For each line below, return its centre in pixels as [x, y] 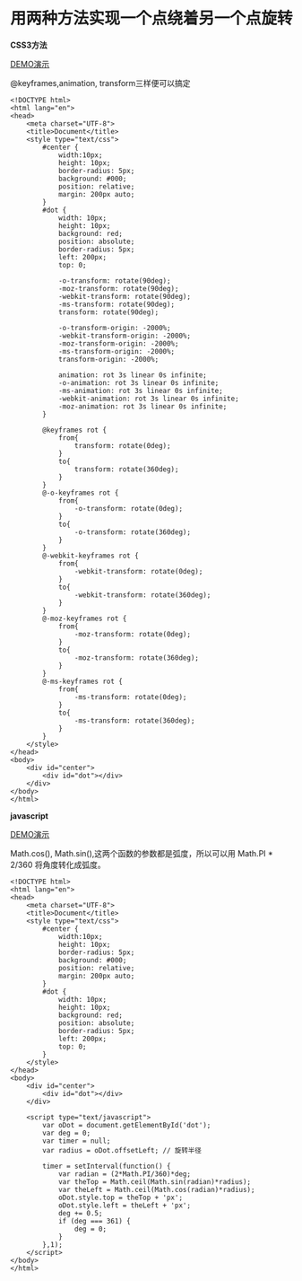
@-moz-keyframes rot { [85, 619]
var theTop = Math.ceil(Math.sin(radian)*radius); [155, 1181]
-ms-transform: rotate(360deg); [134, 720]
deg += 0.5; [80, 1213]
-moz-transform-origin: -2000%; [118, 343]
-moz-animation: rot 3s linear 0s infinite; [142, 406]
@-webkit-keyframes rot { [91, 556]
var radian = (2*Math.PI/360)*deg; [125, 1174]
